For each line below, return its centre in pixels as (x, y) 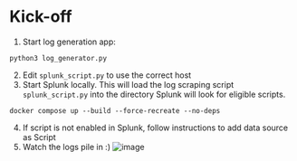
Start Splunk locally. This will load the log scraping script (128, 84)
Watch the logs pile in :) (67, 147)
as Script (39, 137)
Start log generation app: (69, 42)
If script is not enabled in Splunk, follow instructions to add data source (155, 128)
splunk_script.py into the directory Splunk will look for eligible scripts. (154, 94)
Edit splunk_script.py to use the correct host (107, 75)
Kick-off (41, 17)
